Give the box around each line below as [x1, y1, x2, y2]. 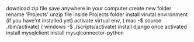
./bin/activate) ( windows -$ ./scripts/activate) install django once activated [6, 23, 187, 30]
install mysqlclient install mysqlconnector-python [6, 29, 124, 36]
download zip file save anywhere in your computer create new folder [6, 5, 172, 12]
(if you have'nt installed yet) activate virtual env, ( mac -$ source [6, 17, 162, 24]
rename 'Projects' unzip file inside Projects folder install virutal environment [6, 11, 188, 18]
